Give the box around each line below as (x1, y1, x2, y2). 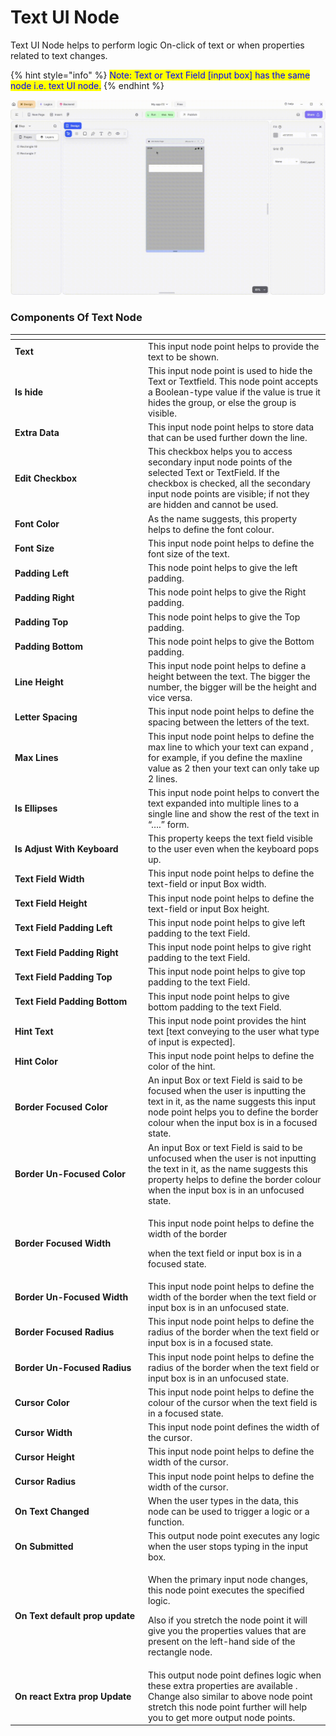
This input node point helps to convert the (148, 786, 320, 798)
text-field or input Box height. (148, 902, 270, 915)
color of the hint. (148, 1061, 216, 1073)
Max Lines (14, 751, 59, 763)
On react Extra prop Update (14, 1690, 132, 1702)
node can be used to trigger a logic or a (148, 1505, 310, 1517)
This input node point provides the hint (148, 1014, 307, 1026)
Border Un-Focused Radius (14, 1361, 132, 1373)
